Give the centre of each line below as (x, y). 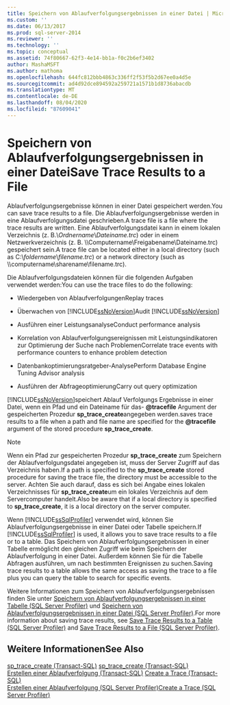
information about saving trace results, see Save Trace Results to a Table (110, 620)
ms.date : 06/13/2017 (37, 26)
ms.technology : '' (33, 45)
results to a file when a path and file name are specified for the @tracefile (112, 421)
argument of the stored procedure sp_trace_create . (80, 429)
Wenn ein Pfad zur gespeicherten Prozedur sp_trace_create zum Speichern (114, 455)
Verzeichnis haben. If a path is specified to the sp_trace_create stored (105, 470)
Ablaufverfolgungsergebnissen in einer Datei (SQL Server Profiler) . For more (114, 613)
